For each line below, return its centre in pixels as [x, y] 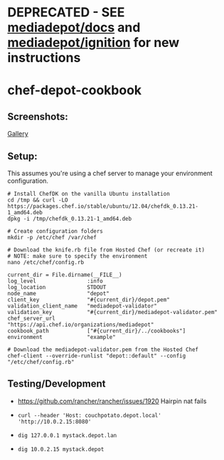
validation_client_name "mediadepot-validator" [82, 306]
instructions [44, 58]
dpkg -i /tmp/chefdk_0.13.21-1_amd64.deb [70, 219]
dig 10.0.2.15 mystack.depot [61, 449]
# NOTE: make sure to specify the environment [78, 256]
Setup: [22, 156]
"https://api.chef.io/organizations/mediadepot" [81, 325]
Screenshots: [38, 116]
